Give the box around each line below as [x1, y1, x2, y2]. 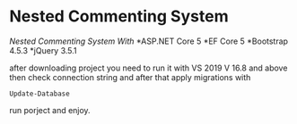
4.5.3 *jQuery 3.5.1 [9, 45, 78, 55]
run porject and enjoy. [9, 104, 92, 115]
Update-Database [9, 89, 70, 98]
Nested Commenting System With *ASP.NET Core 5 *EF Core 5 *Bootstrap [9, 36, 289, 46]
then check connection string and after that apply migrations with [9, 71, 251, 82]
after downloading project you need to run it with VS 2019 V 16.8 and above [9, 62, 288, 73]
